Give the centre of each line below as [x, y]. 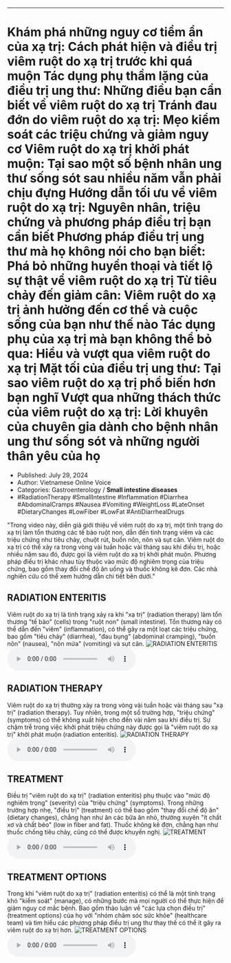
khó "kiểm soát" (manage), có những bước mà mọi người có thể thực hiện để [115, 901]
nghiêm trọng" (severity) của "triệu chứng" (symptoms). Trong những [106, 803]
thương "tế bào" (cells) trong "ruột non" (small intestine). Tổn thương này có [114, 621]
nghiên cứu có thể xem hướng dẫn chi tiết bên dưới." [81, 576]
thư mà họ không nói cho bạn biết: [107, 251]
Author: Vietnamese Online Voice [64, 482]
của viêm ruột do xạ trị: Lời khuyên [108, 412]
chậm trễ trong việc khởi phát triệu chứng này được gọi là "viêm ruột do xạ [112, 727]
